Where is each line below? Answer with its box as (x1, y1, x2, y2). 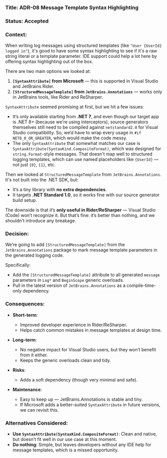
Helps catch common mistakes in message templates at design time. (20, 327, 162, 333)
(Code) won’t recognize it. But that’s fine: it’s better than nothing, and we (5, 212, 155, 218)
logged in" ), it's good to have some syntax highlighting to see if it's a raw (5, 48, 157, 54)
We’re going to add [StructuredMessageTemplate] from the (5, 242, 125, 248)
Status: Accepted (5, 17, 49, 24)
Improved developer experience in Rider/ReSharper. (20, 322, 127, 328)
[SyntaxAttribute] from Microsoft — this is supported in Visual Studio (12, 78, 158, 84)
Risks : (12, 367, 26, 373)
